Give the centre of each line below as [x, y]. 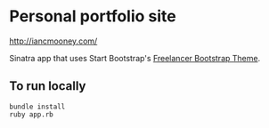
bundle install [37, 107]
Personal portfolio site [93, 16]
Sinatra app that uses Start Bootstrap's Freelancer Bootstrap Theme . [135, 58]
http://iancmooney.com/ [53, 41]
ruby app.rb [31, 114]
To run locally [48, 86]
